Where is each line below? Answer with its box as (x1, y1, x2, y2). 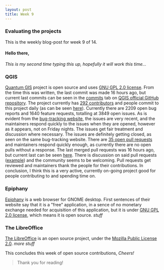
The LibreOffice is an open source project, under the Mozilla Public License (5, 235, 157, 241)
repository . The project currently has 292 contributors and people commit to (5, 100, 159, 106)
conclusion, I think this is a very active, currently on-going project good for (5, 168, 156, 174)
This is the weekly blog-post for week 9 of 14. (5, 39, 97, 45)
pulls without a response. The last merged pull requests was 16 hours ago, (5, 147, 155, 153)
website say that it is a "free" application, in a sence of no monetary (5, 201, 142, 207)
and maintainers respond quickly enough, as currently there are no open (5, 142, 151, 147)
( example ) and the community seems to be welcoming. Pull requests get (5, 157, 151, 163)
